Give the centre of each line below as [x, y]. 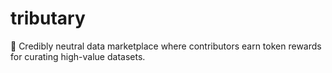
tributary [48, 18]
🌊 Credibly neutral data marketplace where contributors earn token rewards [166, 46]
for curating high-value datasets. [78, 56]
